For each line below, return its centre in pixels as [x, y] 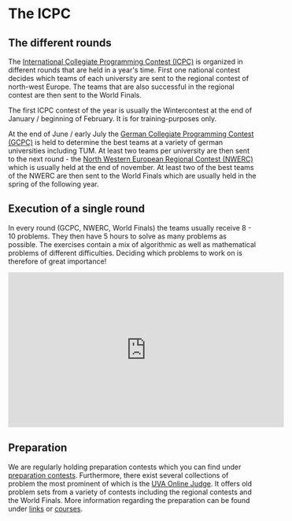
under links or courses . [46, 508]
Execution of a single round [77, 209]
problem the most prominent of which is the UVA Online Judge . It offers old [130, 483]
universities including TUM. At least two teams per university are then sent [129, 151]
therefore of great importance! [57, 261]
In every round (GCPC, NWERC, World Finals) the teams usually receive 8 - [130, 227]
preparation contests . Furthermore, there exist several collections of [118, 475]
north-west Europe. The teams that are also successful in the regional [121, 87]
